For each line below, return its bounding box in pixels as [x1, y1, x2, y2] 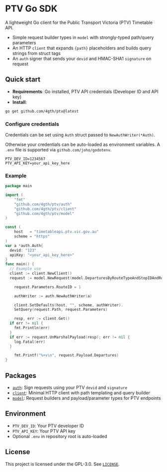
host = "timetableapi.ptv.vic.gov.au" [14, 230, 99, 235]
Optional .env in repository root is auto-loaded [12, 433, 107, 439]
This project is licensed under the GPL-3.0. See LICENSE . [5, 461, 120, 467]
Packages [5, 371, 36, 380]
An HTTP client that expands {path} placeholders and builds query [12, 45, 152, 51]
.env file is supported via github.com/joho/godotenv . [5, 146, 112, 152]
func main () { [5, 262, 35, 267]
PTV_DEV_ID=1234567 [5, 156, 46, 161]
